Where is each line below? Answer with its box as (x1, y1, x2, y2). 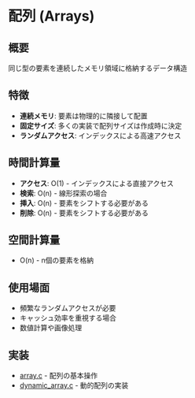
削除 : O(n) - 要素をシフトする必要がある (19, 208, 149, 218)
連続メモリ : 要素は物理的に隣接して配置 (19, 111, 148, 121)
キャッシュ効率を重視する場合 (19, 313, 116, 323)
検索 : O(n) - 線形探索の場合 (19, 188, 108, 198)
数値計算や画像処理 (19, 323, 83, 333)
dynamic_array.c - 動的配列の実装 (19, 381, 129, 390)
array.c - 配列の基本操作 (19, 371, 98, 381)
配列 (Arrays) (8, 7, 95, 25)
